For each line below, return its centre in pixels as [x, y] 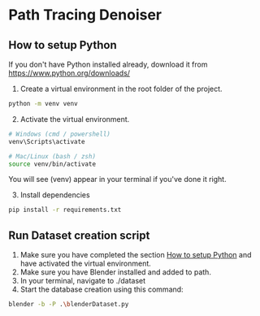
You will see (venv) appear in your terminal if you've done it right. [117, 180]
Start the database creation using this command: [102, 289]
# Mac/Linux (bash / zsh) [52, 156]
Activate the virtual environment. [75, 119]
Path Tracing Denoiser [85, 15]
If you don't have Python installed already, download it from [108, 64]
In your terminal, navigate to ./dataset [83, 281]
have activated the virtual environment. [86, 264]
